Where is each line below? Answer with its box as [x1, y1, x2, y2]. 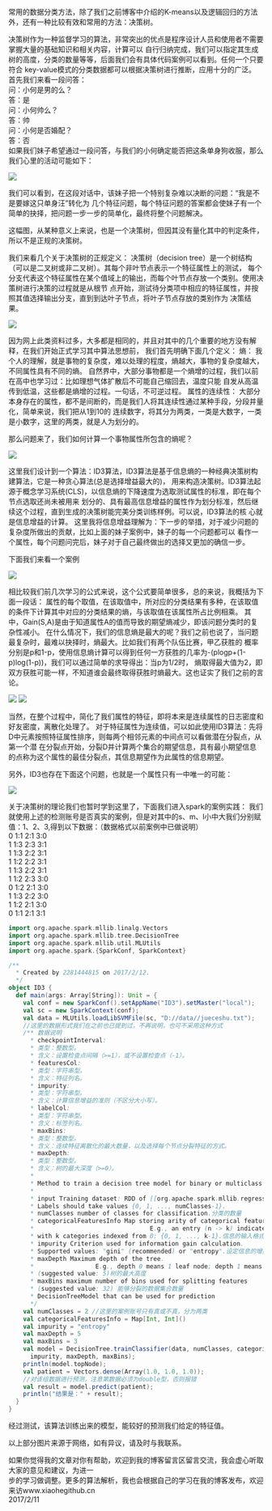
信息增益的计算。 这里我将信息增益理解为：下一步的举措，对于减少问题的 [15, 517, 259, 526]
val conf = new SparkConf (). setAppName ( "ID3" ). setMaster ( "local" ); [23, 999, 255, 1007]
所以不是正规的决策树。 [8, 236, 87, 245]
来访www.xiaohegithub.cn [8, 1486, 96, 1495]
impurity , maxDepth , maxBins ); [29, 1352, 136, 1360]
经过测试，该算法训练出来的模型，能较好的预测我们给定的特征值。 [8, 1421, 228, 1430]
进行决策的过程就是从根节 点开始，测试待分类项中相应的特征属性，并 [22, 283, 252, 293]
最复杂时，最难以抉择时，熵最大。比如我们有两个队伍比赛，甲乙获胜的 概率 [8, 638, 259, 647]
